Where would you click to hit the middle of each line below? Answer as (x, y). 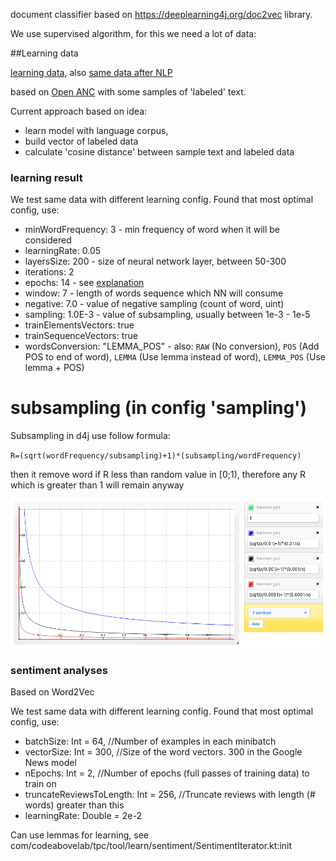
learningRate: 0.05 (63, 251)
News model (50, 762)
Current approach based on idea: (79, 111)
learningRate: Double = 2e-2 (83, 815)
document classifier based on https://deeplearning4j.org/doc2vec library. (161, 14)
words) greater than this (74, 805)
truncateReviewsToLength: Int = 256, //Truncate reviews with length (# (170, 794)
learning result (46, 177)
